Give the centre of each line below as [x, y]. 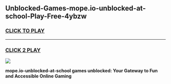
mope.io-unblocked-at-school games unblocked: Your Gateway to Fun [81, 70]
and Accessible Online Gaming [38, 76]
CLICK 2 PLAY [23, 50]
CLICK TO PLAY [25, 31]
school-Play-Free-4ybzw [46, 17]
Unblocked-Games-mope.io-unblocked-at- [76, 8]
